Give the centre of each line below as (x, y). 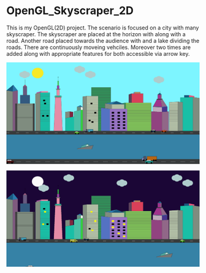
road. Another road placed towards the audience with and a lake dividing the (103, 40)
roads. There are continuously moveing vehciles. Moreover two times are (99, 47)
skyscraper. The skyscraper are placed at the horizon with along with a (96, 34)
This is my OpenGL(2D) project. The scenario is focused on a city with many (103, 28)
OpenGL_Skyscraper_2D (70, 11)
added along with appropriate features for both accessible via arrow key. (98, 53)
